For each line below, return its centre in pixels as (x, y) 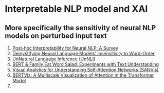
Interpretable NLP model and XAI (76, 9)
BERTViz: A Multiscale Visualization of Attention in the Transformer (83, 75)
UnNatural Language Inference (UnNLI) (54, 59)
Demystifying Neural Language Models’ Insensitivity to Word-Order (84, 53)
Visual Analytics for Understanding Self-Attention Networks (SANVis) (85, 70)
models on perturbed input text (56, 36)
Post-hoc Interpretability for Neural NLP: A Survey (65, 48)
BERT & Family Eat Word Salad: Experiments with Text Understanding (86, 64)
